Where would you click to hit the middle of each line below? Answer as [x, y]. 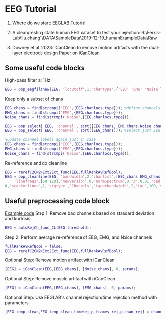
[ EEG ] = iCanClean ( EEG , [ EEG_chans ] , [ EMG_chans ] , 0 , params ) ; [70, 288]
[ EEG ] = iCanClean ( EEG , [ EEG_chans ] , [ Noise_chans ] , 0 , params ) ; [73, 269]
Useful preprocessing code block [57, 201]
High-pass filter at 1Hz [28, 80]
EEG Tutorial [31, 9]
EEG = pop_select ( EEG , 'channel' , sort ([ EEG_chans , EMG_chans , [73, 126]
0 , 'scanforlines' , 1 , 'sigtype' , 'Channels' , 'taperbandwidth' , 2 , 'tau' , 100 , [82, 186]
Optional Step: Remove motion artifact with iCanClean [60, 260]
